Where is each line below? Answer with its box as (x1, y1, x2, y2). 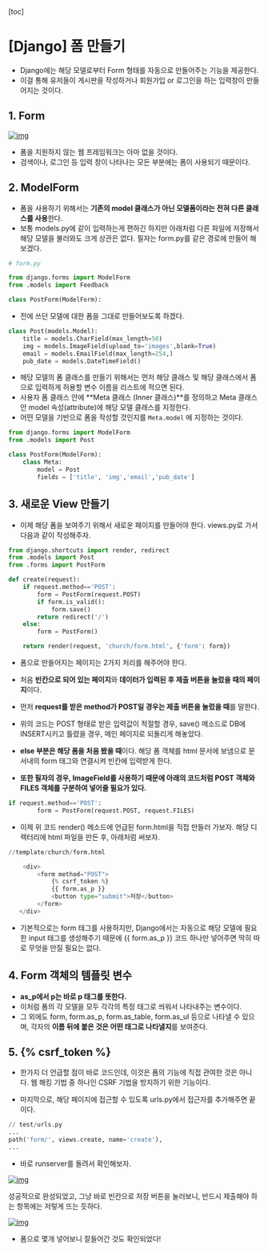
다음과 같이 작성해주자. (19, 530, 91, 540)
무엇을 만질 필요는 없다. (28, 943, 102, 952)
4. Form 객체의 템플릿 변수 (8, 969, 132, 982)
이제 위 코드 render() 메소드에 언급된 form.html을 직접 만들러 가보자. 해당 (19, 822, 250, 831)
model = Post (37, 465, 81, 473)
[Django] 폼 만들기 (8, 38, 126, 55)
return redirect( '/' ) (37, 613, 110, 621)
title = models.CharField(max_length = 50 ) (22, 335, 162, 343)
